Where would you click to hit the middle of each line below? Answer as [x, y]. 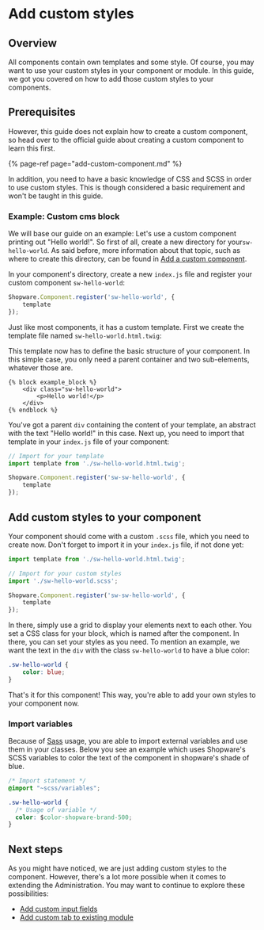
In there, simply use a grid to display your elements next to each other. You [130, 625]
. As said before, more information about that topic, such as [144, 251]
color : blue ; [44, 672]
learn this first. [32, 148]
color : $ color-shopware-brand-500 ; [74, 817]
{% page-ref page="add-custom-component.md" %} [95, 163]
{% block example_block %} [53, 382]
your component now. [44, 703]
